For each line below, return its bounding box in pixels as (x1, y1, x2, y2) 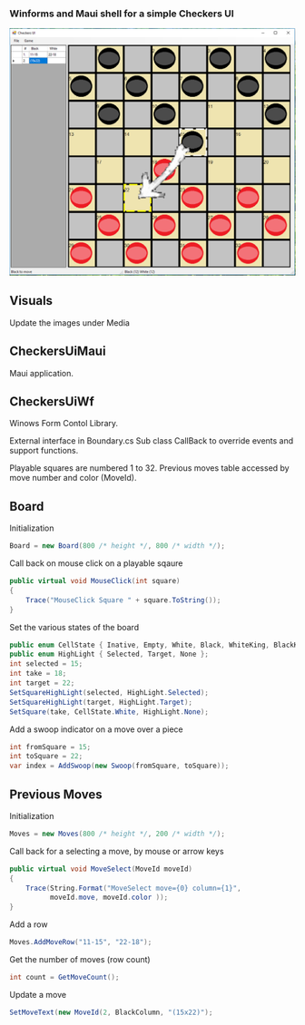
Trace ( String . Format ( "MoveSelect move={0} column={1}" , (25, 883, 242, 893)
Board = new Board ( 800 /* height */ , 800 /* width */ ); (9, 542, 225, 551)
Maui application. (9, 367, 74, 378)
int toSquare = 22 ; (9, 752, 84, 761)
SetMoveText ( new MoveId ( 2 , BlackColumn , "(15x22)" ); (9, 1008, 213, 1017)
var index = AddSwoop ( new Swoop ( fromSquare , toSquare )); (9, 761, 230, 771)
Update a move (9, 989, 66, 1000)
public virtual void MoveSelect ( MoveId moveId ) (9, 864, 193, 874)
